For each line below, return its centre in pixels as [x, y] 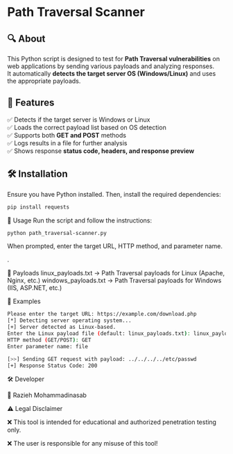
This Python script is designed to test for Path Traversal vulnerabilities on [114, 59]
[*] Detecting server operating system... [69, 321]
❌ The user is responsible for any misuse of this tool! [83, 444]
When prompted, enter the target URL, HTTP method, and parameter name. [115, 246]
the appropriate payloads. [44, 81]
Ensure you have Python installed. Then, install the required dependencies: [114, 194]
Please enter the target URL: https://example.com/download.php [102, 314]
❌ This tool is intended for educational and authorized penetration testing [112, 422]
